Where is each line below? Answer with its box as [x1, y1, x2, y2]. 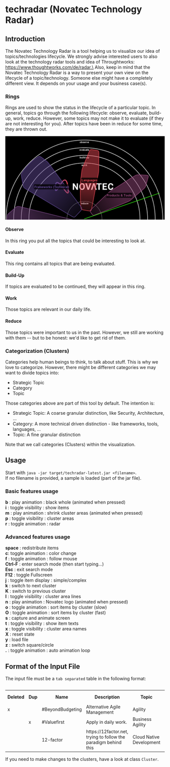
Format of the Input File [5, 662, 80, 671]
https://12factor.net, [86, 728, 129, 735]
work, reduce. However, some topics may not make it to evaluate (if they [13, 115, 164, 121]
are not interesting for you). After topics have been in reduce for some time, [5, 121, 163, 127]
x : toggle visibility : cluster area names [5, 626, 87, 632]
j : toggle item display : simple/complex [5, 577, 87, 583]
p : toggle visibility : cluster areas [5, 515, 74, 521]
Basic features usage [5, 487, 59, 494]
